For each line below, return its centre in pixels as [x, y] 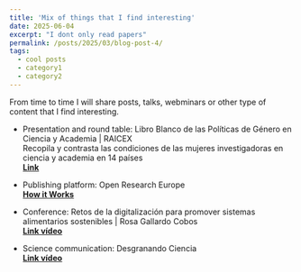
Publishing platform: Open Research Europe [104, 185]
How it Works [48, 194]
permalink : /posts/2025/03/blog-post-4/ [87, 43]
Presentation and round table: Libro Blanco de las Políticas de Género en [157, 129]
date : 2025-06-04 [42, 26]
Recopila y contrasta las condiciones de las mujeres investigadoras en [153, 148]
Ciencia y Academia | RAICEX [77, 138]
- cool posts [42, 59]
